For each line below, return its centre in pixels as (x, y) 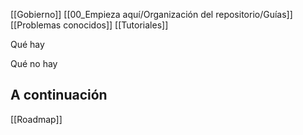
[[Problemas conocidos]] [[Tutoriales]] (89, 25)
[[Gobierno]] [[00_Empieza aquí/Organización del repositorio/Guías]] (151, 14)
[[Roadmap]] (36, 119)
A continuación (59, 95)
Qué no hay (34, 63)
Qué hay (27, 44)
